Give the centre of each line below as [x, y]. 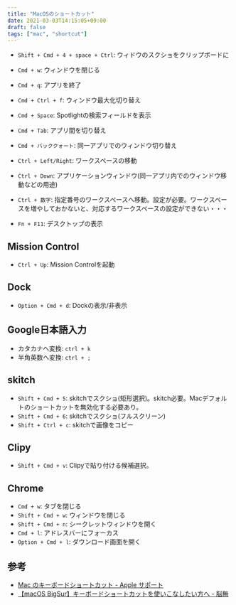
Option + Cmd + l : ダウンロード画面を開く [79, 542]
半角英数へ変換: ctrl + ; [54, 357]
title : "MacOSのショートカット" [51, 14]
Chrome [26, 488]
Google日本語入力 [47, 330]
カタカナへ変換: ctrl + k [54, 348]
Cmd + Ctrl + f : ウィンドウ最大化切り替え [79, 100]
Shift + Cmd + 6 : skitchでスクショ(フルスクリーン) [91, 416]
